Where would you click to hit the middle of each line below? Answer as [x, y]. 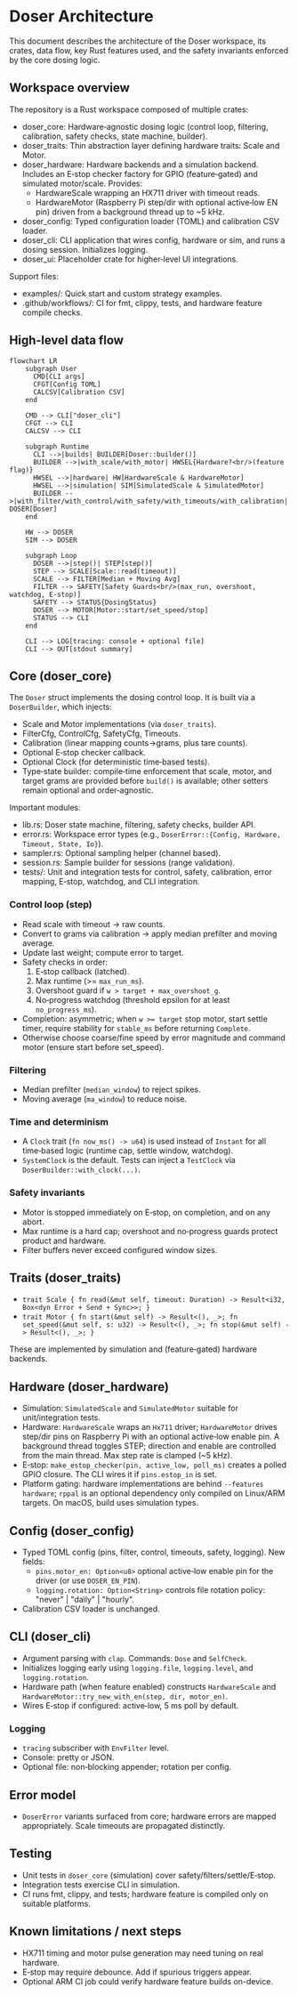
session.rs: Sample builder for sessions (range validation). [129, 863]
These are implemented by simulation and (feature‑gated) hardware [133, 1349]
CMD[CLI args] [59, 376]
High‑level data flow [67, 340]
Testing [31, 1854]
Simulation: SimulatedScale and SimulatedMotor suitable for [130, 1409]
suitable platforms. [56, 1903]
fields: [33, 1562]
